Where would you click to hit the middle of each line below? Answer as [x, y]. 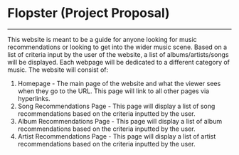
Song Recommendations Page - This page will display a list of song [116, 106]
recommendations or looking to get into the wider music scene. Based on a [117, 47]
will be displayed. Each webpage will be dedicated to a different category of [118, 62]
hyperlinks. [34, 98]
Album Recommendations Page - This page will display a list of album [120, 121]
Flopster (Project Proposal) [89, 13]
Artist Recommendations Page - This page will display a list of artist [117, 136]
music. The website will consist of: [58, 70]
